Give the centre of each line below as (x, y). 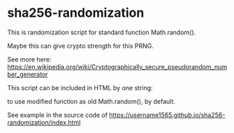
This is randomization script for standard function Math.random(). (102, 32)
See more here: (29, 59)
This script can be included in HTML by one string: (80, 87)
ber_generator (28, 74)
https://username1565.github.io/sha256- (167, 115)
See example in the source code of (58, 115)
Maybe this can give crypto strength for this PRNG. (80, 45)
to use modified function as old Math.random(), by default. (92, 101)
